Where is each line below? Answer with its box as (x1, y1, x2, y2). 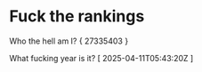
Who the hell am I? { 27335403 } (9, 36, 129, 46)
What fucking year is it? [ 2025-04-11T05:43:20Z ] (9, 52, 194, 63)
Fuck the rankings (9, 6, 145, 27)
